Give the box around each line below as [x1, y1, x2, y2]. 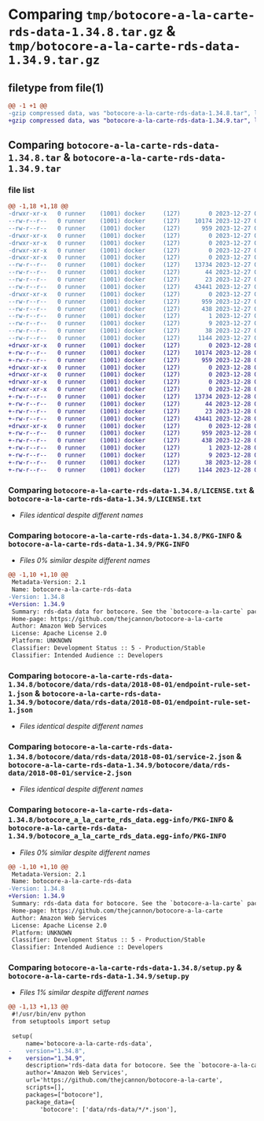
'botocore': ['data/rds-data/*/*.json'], [39, 1105, 178, 1113]
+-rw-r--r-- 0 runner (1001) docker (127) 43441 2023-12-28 [8, 415, 251, 423]
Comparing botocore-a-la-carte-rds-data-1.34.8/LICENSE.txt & [8, 484, 255, 495]
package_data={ [25, 1098, 76, 1106]
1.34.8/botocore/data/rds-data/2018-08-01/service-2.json [8, 753, 235, 761]
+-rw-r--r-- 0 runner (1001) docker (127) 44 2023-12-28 [8, 400, 251, 408]
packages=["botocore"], [25, 1090, 104, 1099]
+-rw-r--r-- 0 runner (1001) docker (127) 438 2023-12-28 [8, 437, 251, 445]
